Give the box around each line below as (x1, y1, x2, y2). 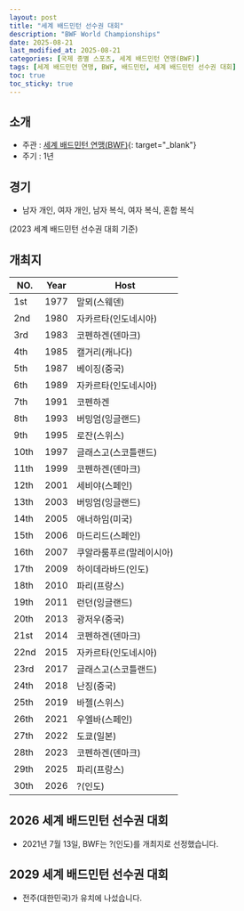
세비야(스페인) (76, 480, 133, 492)
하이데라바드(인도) (76, 563, 149, 575)
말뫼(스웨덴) (76, 296, 125, 308)
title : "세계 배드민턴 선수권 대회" (9, 21, 124, 30)
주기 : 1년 (21, 150, 55, 161)
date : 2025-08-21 (9, 37, 74, 47)
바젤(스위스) (76, 696, 125, 709)
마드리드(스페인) (76, 530, 142, 542)
